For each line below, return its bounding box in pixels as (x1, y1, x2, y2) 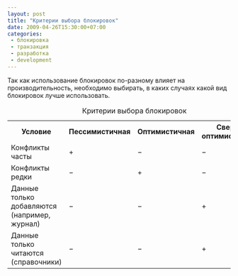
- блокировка (10, 37, 50, 44)
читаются (11, 248, 44, 258)
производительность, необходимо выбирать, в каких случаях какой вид (7, 83, 227, 92)
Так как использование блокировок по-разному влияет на (7, 76, 186, 84)
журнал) (11, 219, 40, 228)
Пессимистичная (68, 126, 131, 136)
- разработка (10, 50, 50, 57)
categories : (7, 30, 42, 38)
